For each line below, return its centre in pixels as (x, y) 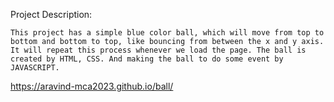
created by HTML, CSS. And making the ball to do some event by (147, 59)
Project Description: (51, 14)
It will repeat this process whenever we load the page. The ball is (158, 50)
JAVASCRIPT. (35, 68)
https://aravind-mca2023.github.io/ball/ (92, 86)
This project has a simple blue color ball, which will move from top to (167, 33)
